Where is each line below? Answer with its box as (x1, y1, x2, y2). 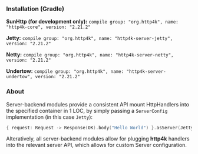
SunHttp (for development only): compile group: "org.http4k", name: (6, 18, 179, 25)
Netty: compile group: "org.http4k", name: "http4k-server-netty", (6, 51, 174, 58)
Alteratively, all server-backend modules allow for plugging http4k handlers (6, 135, 190, 142)
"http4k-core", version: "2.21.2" (6, 24, 91, 31)
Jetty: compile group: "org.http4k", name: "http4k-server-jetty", (6, 35, 173, 42)
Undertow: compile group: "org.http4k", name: (6, 68, 124, 75)
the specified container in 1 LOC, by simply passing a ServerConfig (6, 107, 168, 114)
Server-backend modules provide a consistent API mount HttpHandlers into (6, 101, 190, 108)
